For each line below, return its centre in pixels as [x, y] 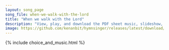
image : [12, 28]
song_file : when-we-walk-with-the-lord [47, 14]
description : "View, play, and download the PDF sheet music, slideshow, [84, 24]
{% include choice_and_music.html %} [45, 42]
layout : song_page [24, 10]
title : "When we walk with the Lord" [45, 19]
